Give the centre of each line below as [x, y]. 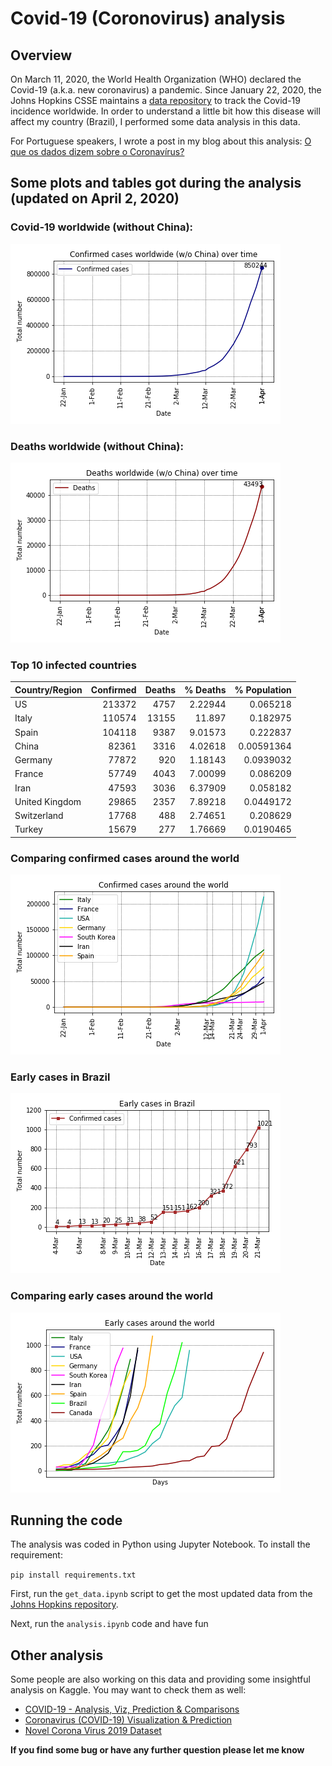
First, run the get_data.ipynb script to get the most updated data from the [161, 1594]
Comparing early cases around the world [112, 1296]
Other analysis [57, 1655]
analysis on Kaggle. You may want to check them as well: [128, 1690]
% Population [263, 689]
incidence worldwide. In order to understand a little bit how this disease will [165, 111]
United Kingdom [48, 801]
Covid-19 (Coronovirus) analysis [148, 18]
